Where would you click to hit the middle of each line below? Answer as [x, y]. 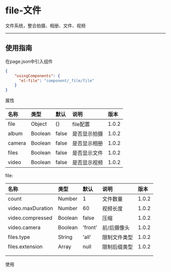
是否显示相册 [88, 144]
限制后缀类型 [118, 247]
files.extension [25, 247]
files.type [19, 237]
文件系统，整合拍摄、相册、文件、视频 [45, 26]
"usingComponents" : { [37, 76]
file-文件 [23, 10]
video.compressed [30, 218]
